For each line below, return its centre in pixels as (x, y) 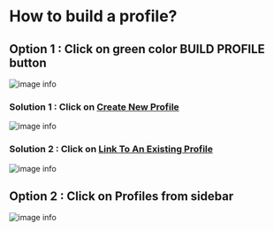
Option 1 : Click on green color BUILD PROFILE (137, 49)
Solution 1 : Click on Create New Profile (94, 106)
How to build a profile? (93, 16)
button (28, 62)
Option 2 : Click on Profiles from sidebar (122, 196)
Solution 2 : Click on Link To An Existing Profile (111, 150)
